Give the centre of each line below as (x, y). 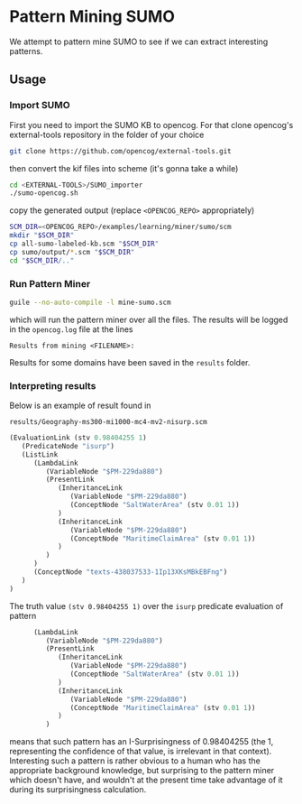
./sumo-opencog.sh (44, 193)
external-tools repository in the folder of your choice (107, 134)
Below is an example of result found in (80, 406)
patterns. (26, 51)
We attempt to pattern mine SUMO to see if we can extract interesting (139, 42)
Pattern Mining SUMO (92, 17)
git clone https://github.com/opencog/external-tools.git (120, 151)
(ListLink (40, 454)
